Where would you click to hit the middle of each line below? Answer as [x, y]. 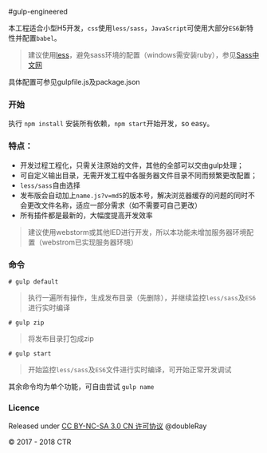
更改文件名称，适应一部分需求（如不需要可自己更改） [114, 205]
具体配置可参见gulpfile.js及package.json [75, 82]
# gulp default [33, 282]
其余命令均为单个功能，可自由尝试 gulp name [81, 386]
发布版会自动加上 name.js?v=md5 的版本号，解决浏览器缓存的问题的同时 [134, 195]
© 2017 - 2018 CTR [40, 442]
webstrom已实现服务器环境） [90, 242]
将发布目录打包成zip [61, 338]
